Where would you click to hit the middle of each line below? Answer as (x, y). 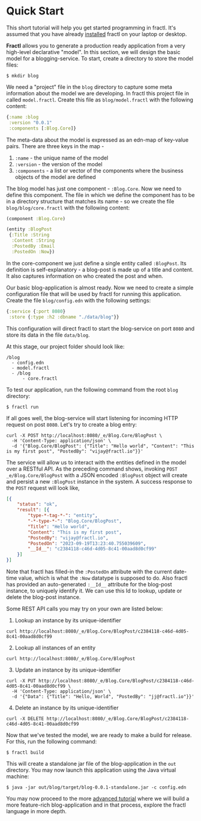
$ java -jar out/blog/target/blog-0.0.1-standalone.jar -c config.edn (96, 787)
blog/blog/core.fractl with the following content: (68, 208)
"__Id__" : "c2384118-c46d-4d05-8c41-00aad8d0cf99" (92, 549)
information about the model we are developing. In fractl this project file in (97, 93)
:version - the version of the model (59, 164)
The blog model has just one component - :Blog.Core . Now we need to (94, 188)
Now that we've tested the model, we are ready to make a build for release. (99, 735)
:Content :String (33, 241)
